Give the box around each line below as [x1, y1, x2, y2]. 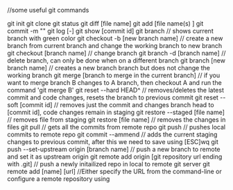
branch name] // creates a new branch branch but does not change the [7, 64, 210, 72]
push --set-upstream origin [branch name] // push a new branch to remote [7, 145, 221, 153]
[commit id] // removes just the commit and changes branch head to [19, 101, 214, 109]
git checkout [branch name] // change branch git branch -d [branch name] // [7, 49, 227, 57]
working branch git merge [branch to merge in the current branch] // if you [7, 71, 221, 79]
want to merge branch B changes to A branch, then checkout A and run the [7, 79, 222, 86]
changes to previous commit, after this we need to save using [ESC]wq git [7, 138, 218, 145]
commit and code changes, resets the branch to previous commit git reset [7, 93, 218, 102]
